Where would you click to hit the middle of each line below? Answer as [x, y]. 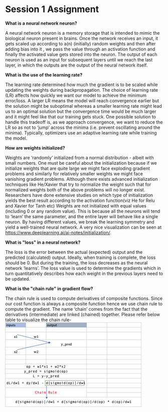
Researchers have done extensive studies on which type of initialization [79, 195]
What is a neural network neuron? [41, 23]
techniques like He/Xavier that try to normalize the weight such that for [78, 184]
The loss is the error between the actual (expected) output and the [74, 252]
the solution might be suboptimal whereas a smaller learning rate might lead [83, 106]
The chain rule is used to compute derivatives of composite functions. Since [84, 298]
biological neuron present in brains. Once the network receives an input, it [82, 38]
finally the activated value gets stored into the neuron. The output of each [81, 54]
